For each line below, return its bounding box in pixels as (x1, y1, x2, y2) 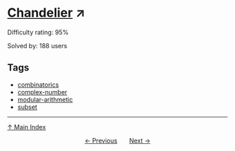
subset (17, 103, 38, 111)
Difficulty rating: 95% (7, 28, 69, 36)
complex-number (17, 87, 68, 96)
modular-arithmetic (17, 95, 73, 103)
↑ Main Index (7, 122, 46, 131)
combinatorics (17, 80, 59, 89)
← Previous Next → (84, 136, 151, 145)
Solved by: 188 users (7, 41, 68, 50)
